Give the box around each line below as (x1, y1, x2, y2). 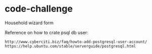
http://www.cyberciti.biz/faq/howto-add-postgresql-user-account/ (5, 39, 147, 44)
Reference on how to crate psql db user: (5, 29, 89, 35)
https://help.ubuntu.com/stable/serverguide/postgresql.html (5, 43, 136, 48)
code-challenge (5, 3, 73, 15)
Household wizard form (5, 20, 54, 26)
